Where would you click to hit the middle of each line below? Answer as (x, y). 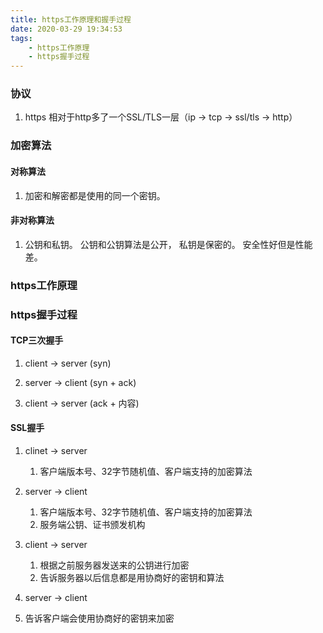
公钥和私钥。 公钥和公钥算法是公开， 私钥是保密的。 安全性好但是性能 (168, 244)
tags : (21, 38)
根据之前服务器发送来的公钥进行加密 (114, 565)
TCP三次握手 (37, 340)
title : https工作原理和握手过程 (71, 19)
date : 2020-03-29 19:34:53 (66, 29)
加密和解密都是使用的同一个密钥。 (95, 195)
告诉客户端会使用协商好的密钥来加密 (99, 618)
